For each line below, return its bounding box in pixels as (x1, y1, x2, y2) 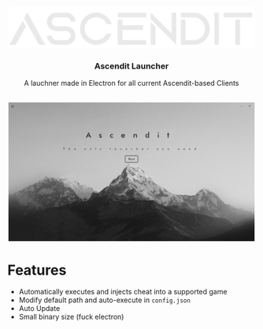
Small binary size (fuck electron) (18, 312, 124, 322)
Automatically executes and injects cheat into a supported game (18, 287, 228, 297)
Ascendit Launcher (94, 61, 169, 72)
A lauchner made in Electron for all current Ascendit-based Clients (24, 79, 239, 88)
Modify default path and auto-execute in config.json (18, 295, 191, 305)
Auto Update (18, 304, 61, 313)
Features (7, 261, 67, 279)
